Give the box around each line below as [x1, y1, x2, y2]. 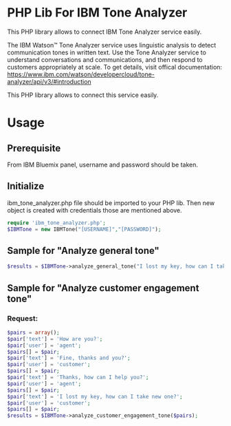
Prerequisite [7, 142, 61, 154]
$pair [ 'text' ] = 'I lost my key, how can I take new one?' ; [7, 393, 184, 400]
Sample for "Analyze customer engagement [7, 282, 199, 294]
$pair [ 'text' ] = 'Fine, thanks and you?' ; [7, 354, 131, 362]
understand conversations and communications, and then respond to [7, 55, 203, 63]
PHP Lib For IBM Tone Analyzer [7, 5, 188, 21]
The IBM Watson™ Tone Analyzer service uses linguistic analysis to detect [7, 41, 217, 49]
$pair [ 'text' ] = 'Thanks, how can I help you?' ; [7, 374, 149, 381]
